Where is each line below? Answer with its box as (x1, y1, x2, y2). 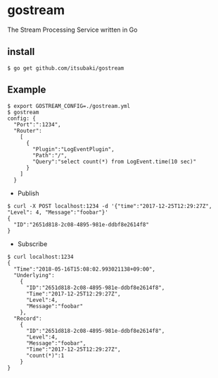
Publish (17, 189, 40, 197)
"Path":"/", (32, 152, 68, 159)
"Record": (13, 315, 42, 322)
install (7, 46, 35, 58)
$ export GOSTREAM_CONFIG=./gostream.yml (7, 102, 131, 109)
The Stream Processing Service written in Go (7, 25, 138, 34)
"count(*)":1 (25, 352, 65, 359)
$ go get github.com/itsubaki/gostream (7, 64, 124, 72)
